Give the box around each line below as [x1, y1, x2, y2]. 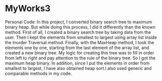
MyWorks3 [5, 3, 51, 14]
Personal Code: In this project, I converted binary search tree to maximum [5, 19, 152, 25]
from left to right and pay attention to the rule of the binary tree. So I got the [5, 55, 156, 61]
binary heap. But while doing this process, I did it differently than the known [5, 24, 156, 30]
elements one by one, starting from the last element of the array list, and [5, 45, 149, 50]
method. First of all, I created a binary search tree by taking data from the [5, 29, 151, 35]
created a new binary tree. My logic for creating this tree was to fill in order [5, 49, 154, 56]
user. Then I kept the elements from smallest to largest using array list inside [5, 34, 157, 40]
